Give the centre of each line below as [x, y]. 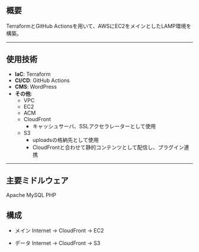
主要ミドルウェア [37, 181]
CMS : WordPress [36, 86]
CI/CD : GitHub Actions [42, 80]
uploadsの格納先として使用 [65, 140]
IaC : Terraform [33, 74]
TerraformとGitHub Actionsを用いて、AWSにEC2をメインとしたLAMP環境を [99, 26]
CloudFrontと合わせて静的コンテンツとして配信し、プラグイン [108, 147]
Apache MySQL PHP [31, 195]
